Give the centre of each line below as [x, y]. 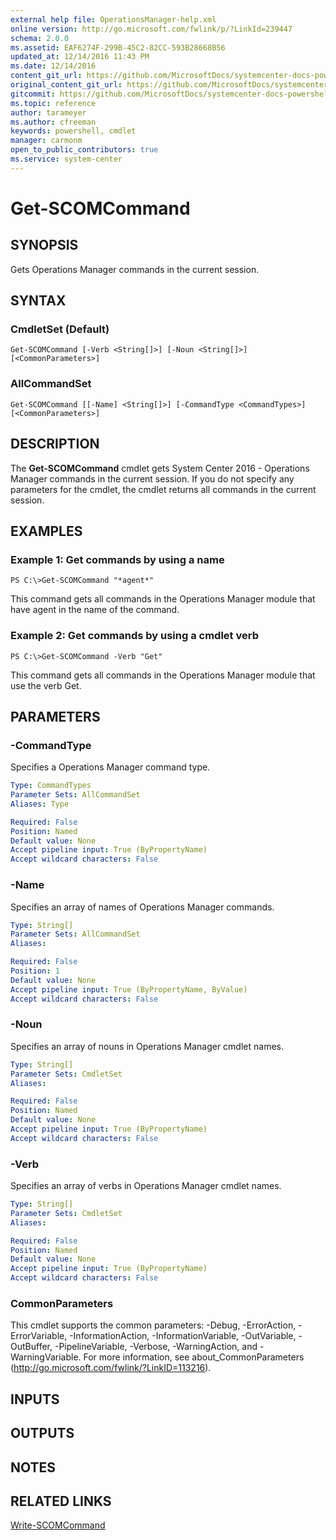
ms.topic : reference [53, 103]
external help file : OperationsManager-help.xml [113, 19]
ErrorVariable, [39, 1336]
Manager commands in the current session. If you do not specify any [152, 478]
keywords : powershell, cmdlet [73, 131]
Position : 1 [35, 971]
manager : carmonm [46, 141]
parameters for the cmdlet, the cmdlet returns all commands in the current [163, 489]
